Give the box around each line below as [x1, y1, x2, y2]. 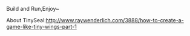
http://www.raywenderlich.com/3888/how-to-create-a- [45, 17, 185, 23]
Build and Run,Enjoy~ [6, 5, 59, 12]
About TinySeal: [6, 17, 47, 23]
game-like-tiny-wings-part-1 [6, 23, 77, 30]
